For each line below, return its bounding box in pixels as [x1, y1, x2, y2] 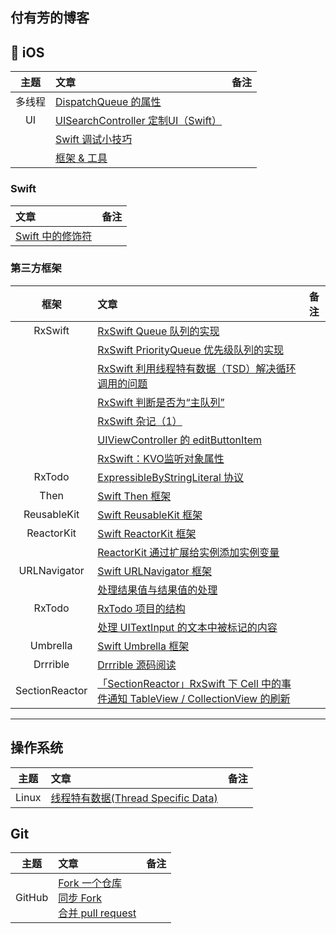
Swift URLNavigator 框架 [97, 564, 213, 578]
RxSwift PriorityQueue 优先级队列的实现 [97, 343, 285, 357]
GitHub [15, 891, 49, 905]
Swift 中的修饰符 [15, 229, 93, 243]
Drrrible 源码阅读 [97, 658, 177, 672]
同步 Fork [58, 891, 102, 905]
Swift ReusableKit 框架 [97, 508, 203, 522]
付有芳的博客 [10, 9, 90, 27]
